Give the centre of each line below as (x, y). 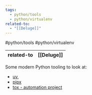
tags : (11, 10)
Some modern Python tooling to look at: (46, 67)
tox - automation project (37, 87)
